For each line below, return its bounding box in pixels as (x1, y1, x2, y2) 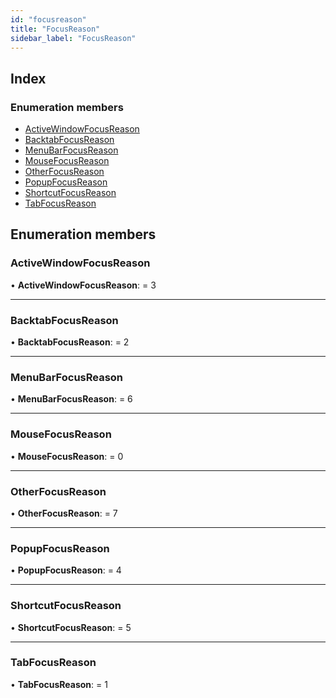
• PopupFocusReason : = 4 (10, 564, 122, 576)
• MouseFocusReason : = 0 (10, 450, 124, 462)
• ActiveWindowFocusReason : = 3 (10, 279, 157, 291)
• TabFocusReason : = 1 (10, 678, 108, 690)
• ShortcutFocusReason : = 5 (10, 621, 132, 633)
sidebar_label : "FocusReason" (10, 33, 137, 43)
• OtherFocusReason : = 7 (10, 507, 118, 519)
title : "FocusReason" (10, 24, 101, 34)
